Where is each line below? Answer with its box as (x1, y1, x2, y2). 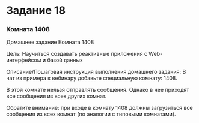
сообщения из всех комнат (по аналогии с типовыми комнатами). (6, 110, 176, 118)
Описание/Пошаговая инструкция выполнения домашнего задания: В (6, 68, 186, 76)
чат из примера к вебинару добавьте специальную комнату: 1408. (6, 74, 177, 82)
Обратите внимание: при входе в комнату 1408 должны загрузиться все (6, 104, 194, 112)
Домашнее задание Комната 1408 (6, 38, 94, 46)
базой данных (47, 56, 83, 64)
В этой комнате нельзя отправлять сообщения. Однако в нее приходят (6, 86, 189, 94)
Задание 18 (6, 4, 66, 17)
